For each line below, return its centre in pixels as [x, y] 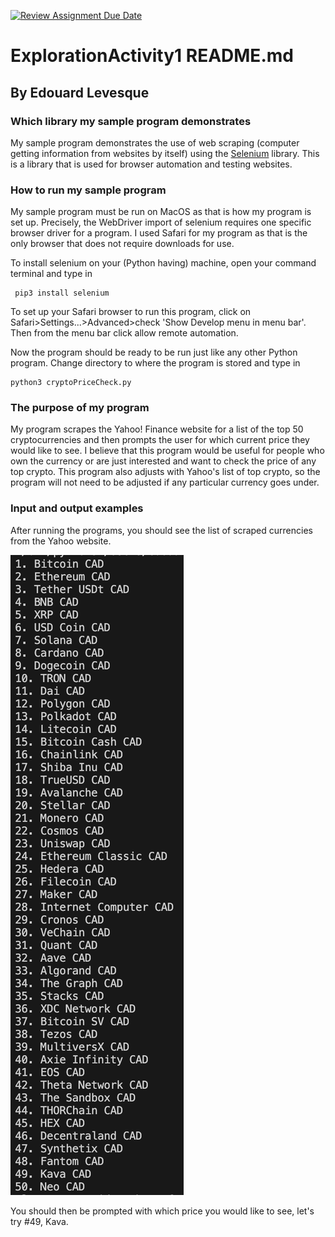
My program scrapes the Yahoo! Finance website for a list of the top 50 [157, 429]
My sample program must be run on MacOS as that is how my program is [161, 212]
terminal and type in [51, 274]
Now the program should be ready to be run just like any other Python [154, 352]
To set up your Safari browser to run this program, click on [131, 312]
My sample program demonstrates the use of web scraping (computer [155, 142]
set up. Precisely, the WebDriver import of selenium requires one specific [161, 222]
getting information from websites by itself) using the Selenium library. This [165, 153]
